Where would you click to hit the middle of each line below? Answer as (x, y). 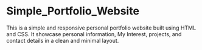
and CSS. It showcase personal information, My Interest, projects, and (94, 34)
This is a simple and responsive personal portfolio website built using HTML (101, 28)
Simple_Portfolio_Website (73, 11)
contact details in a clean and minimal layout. (63, 40)
